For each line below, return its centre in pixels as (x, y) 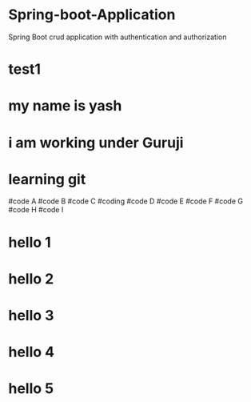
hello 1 (30, 242)
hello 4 (32, 352)
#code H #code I (36, 210)
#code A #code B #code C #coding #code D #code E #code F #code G (126, 201)
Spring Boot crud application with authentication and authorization (118, 37)
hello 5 (31, 389)
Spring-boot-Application (92, 15)
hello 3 (31, 316)
